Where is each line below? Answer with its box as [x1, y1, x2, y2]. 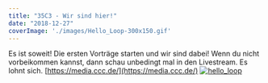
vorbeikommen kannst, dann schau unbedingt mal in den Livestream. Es [8, 57, 248, 67]
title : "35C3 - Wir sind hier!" [8, 11, 117, 20]
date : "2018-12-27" [8, 19, 74, 27]
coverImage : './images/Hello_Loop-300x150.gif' [8, 27, 172, 35]
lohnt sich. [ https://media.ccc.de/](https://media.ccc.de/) [8, 66, 199, 76]
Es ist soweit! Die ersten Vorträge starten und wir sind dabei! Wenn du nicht [8, 49, 260, 59]
